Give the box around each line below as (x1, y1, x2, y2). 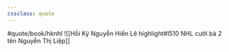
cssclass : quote (7, 10, 55, 17)
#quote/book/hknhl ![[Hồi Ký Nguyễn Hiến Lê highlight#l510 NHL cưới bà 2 (7, 29, 222, 37)
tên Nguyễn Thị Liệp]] (7, 36, 70, 45)
